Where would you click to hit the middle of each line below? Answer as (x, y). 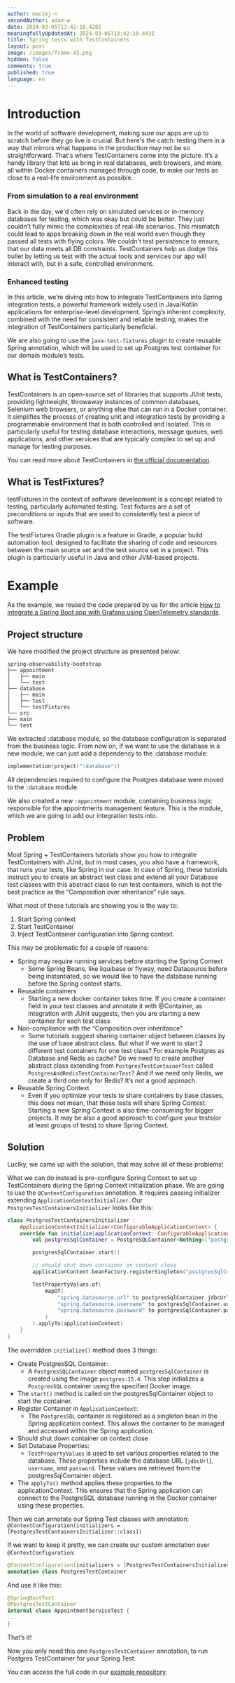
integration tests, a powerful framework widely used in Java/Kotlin (102, 304)
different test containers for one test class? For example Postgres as (126, 1050)
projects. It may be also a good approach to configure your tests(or (124, 1118)
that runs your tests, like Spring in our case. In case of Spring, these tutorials (117, 869)
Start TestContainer (45, 926)
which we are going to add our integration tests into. (83, 816)
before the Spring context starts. (75, 984)
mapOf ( (54, 1291)
